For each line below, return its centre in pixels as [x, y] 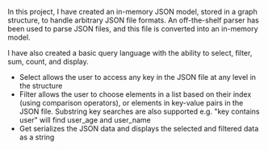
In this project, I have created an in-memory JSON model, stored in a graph [132, 12]
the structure [41, 85]
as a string [37, 137]
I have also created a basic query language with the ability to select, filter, [130, 53]
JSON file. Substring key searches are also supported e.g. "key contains [139, 111]
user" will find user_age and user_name [85, 120]
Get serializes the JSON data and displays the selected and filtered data [139, 129]
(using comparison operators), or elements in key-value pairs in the [131, 103]
